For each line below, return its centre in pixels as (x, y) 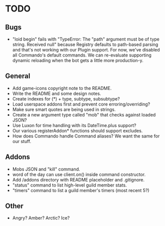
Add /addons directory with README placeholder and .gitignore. (78, 179)
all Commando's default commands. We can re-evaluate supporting (82, 55)
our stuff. (22, 141)
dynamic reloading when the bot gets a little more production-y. (78, 60)
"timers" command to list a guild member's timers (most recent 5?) (81, 190)
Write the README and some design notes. (57, 93)
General (18, 76)
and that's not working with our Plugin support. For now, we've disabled (86, 50)
